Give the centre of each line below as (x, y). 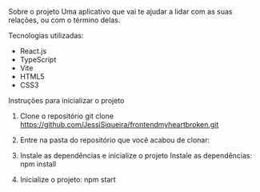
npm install (38, 164)
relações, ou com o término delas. (64, 20)
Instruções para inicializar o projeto (66, 100)
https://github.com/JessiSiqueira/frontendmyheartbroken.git (119, 124)
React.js (33, 51)
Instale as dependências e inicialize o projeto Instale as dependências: (136, 156)
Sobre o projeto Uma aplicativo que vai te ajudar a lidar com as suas (120, 12)
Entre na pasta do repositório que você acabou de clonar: (115, 140)
